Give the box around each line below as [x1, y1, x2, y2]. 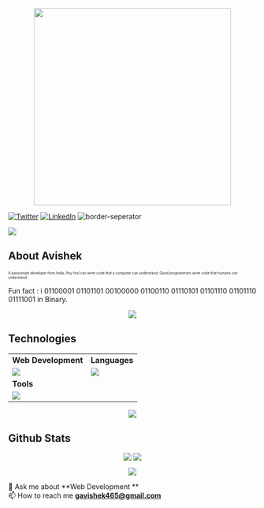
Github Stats [8, 431, 71, 445]
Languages [90, 354, 134, 365]
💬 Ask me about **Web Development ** [8, 482, 139, 491]
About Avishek [8, 249, 83, 263]
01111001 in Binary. [8, 294, 68, 304]
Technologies [8, 332, 77, 346]
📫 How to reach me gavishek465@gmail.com [8, 491, 162, 500]
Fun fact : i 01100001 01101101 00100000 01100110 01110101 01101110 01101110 [8, 286, 257, 295]
